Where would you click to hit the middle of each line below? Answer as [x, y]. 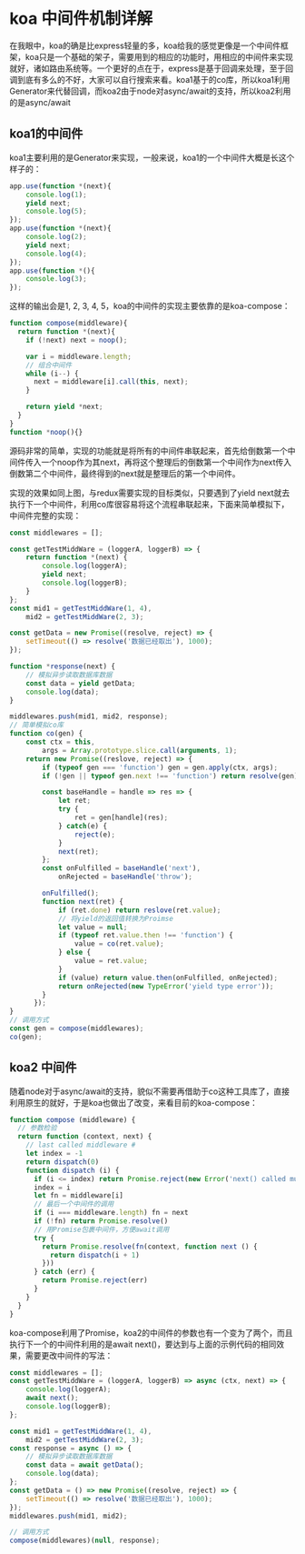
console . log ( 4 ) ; [57, 254]
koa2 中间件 [43, 1068]
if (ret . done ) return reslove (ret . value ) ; [139, 910]
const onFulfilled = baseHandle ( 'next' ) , [122, 868]
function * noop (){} [46, 432]
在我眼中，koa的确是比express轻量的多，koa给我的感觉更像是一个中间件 [145, 45]
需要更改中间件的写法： [69, 1355]
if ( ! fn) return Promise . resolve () [101, 1221]
